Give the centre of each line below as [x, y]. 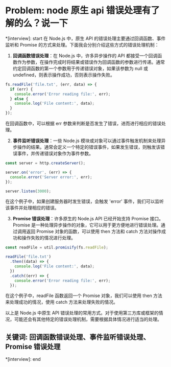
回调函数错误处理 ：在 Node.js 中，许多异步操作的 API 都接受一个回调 [85, 55]
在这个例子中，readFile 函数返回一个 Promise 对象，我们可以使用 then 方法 [84, 296]
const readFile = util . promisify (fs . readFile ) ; [57, 248]
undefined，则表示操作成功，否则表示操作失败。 [64, 75]
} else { [19, 99]
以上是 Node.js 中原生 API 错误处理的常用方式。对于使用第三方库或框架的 [82, 313]
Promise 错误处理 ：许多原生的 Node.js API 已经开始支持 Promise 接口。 [88, 219]
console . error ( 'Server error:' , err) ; [51, 177]
